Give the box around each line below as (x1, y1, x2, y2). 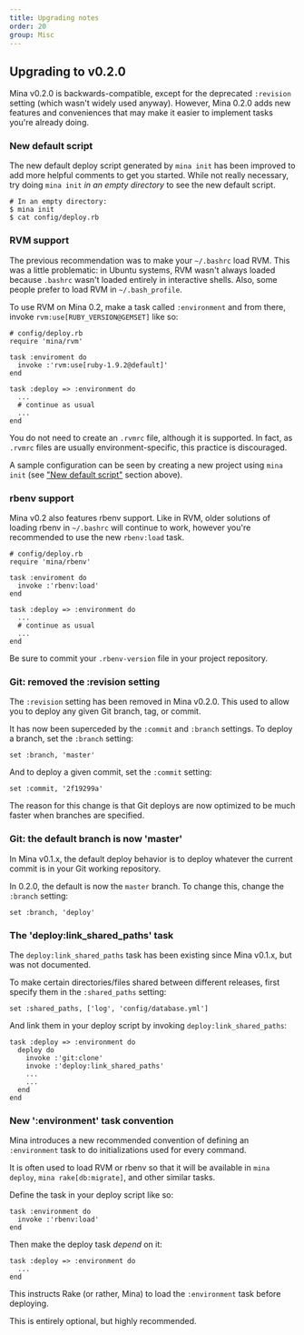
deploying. (9, 1298, 49, 1310)
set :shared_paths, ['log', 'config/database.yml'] (9, 1004, 209, 1013)
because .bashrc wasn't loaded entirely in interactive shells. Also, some (9, 274, 278, 285)
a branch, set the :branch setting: (9, 733, 134, 744)
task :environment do (9, 1207, 92, 1217)
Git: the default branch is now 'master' (9, 833, 183, 846)
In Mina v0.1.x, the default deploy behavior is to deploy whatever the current (9, 853, 293, 864)
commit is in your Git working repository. (9, 863, 162, 874)
